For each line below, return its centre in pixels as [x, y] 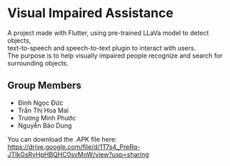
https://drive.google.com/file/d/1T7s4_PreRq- [74, 147]
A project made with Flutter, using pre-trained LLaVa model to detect [108, 33]
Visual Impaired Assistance [90, 13]
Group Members [45, 86]
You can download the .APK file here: [62, 139]
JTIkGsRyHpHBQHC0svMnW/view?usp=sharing [78, 154]
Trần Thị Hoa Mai [43, 110]
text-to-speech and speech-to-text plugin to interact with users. [102, 48]
